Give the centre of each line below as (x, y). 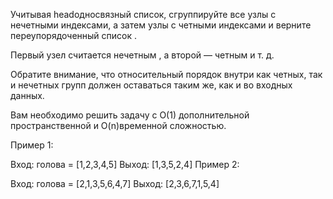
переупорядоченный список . (74, 35)
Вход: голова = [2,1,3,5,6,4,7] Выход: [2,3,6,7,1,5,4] (115, 183)
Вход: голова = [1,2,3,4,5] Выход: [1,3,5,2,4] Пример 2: (125, 164)
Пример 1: (32, 145)
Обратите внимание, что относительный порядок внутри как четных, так (166, 74)
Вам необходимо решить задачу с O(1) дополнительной (130, 115)
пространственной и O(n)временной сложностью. (118, 125)
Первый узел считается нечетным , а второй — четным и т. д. (142, 55)
